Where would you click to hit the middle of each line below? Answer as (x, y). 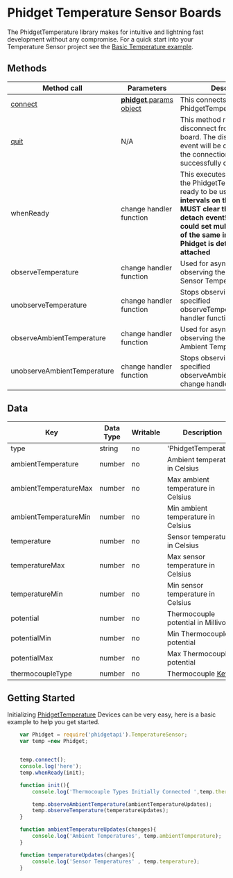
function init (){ (45, 785)
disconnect (198, 128)
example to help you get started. (53, 722)
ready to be (199, 191)
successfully (201, 163)
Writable (146, 432)
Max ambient (188, 480)
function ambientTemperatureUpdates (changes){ (88, 829)
